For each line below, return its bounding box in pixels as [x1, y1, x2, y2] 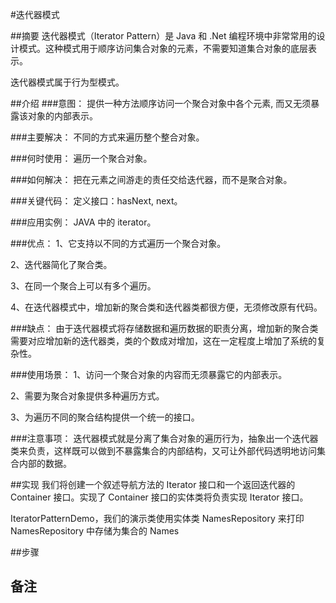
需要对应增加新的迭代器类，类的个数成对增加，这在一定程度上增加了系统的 [10, 335, 317, 347]
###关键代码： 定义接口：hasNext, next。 [10, 195, 183, 207]
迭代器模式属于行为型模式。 [10, 76, 125, 88]
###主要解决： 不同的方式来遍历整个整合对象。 [10, 131, 205, 143]
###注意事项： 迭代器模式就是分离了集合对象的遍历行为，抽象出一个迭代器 [10, 433, 319, 444]
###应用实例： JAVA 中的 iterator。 [10, 216, 157, 228]
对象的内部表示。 [27, 110, 98, 122]
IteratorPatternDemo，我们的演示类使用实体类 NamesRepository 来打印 [10, 513, 305, 524]
